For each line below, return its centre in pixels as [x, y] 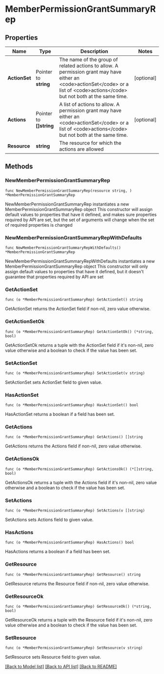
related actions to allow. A [89, 66]
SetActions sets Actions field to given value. [49, 520]
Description [94, 51]
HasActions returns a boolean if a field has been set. [58, 552]
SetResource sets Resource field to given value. [53, 657]
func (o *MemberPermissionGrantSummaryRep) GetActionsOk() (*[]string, [79, 469]
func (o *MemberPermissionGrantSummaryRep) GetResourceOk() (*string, [78, 606]
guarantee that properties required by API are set [54, 277]
